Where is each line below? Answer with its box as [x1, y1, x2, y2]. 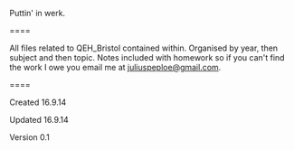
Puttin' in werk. [9, 8, 66, 18]
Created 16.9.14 [9, 97, 67, 108]
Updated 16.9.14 [9, 115, 70, 125]
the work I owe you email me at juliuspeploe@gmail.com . [9, 62, 222, 72]
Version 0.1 [9, 132, 50, 143]
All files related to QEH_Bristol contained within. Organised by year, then [9, 42, 279, 53]
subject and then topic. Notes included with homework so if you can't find [9, 52, 285, 62]
